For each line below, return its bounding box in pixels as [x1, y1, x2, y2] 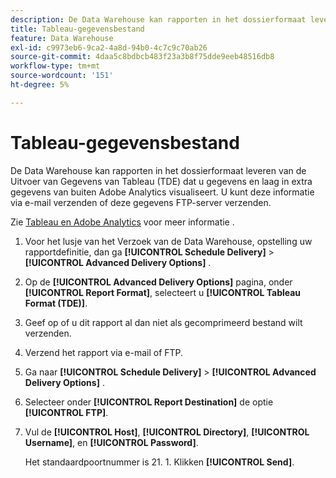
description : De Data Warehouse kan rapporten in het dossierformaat [10, 14, 307, 25]
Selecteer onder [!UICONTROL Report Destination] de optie [24, 396, 274, 408]
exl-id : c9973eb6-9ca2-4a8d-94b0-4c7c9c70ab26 [10, 42, 208, 53]
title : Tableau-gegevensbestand [10, 24, 145, 34]
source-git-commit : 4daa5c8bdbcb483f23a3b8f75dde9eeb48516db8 [10, 52, 275, 62]
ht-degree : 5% [10, 80, 70, 90]
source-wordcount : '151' [10, 71, 114, 81]
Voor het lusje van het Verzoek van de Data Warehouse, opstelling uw [24, 235, 313, 247]
